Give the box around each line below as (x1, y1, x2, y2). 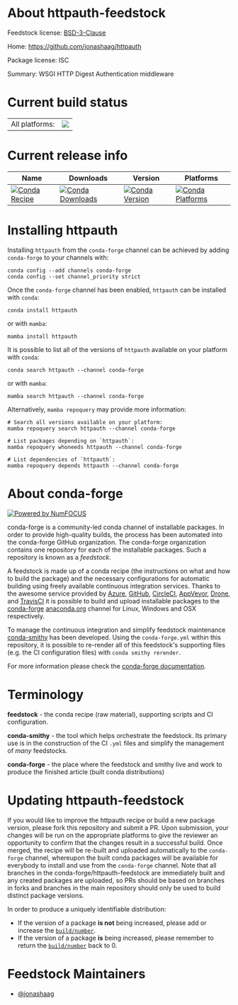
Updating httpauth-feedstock (7, 792, 184, 808)
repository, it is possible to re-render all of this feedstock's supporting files (7, 640, 225, 649)
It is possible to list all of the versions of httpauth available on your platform (7, 345, 228, 353)
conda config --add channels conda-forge (7, 267, 132, 274)
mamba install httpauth (7, 333, 78, 340)
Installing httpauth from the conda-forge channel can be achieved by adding (7, 246, 229, 254)
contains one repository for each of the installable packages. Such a (7, 545, 207, 554)
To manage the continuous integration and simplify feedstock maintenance (7, 625, 226, 634)
